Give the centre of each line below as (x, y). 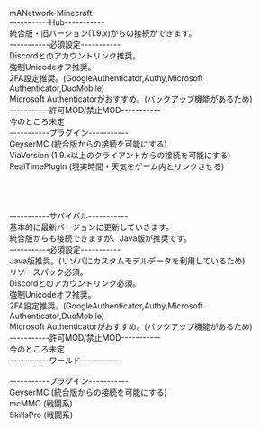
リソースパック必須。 (49, 272)
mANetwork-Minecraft (51, 13)
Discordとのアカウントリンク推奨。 (75, 56)
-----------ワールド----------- (65, 360)
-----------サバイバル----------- (69, 216)
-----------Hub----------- (57, 22)
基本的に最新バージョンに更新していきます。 (91, 227)
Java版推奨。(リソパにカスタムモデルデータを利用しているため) (127, 261)
